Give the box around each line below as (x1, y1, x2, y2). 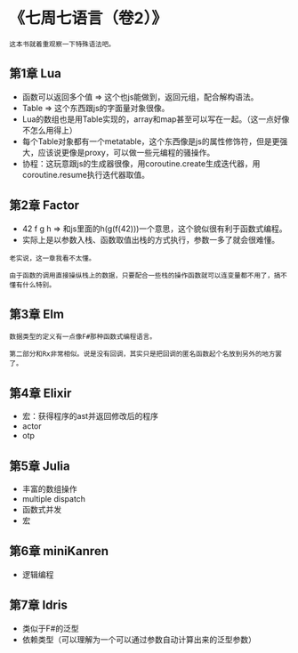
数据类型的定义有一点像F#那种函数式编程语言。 (9, 333, 157, 342)
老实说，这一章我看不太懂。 (9, 254, 96, 262)
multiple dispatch (21, 494, 86, 504)
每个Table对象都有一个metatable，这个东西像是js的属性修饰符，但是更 (21, 135, 280, 147)
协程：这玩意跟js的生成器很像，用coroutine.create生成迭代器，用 (21, 157, 261, 169)
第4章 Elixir (9, 385, 72, 400)
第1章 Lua (9, 66, 62, 81)
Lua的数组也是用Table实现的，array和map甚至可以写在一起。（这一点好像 (21, 113, 290, 125)
